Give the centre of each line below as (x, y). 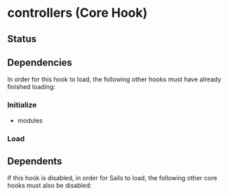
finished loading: (32, 87)
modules (30, 120)
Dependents (35, 161)
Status (22, 39)
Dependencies (40, 62)
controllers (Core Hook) (78, 13)
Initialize (22, 105)
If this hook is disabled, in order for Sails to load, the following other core (112, 178)
